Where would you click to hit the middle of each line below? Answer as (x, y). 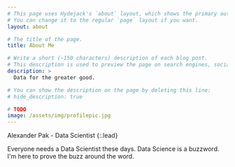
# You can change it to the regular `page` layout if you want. (103, 20)
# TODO (17, 109)
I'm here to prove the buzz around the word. (71, 157)
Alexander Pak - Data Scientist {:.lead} (63, 136)
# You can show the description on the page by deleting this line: (109, 90)
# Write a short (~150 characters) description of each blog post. (108, 58)
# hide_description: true (45, 97)
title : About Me (31, 46)
